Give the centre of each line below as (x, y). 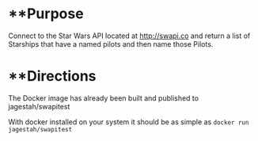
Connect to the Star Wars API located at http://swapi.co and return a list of (129, 36)
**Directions (52, 76)
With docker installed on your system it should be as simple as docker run (129, 122)
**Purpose (46, 14)
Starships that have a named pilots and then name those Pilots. (111, 44)
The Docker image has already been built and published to (104, 98)
